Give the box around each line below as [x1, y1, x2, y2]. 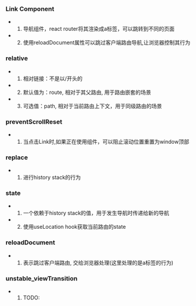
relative [5, 54, 28, 62]
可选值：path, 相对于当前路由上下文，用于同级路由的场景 [23, 102, 162, 109]
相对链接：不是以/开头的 [23, 75, 83, 82]
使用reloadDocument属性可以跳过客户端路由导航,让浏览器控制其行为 [23, 39, 191, 46]
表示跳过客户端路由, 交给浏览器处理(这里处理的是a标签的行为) [23, 259, 173, 266]
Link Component [5, 5, 55, 13]
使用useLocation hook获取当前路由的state [23, 223, 126, 231]
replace [5, 153, 28, 162]
